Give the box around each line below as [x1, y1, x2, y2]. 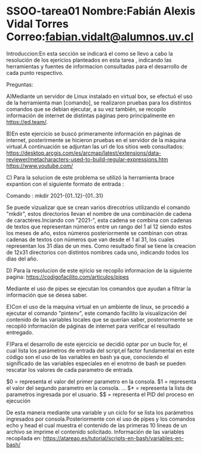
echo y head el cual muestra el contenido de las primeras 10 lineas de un [6, 421, 188, 429]
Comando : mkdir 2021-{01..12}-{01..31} [6, 192, 104, 199]
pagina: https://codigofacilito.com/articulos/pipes [6, 273, 129, 281]
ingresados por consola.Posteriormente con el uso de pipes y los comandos [6, 415, 195, 423]
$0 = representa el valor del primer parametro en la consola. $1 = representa [6, 378, 197, 385]
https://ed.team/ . [6, 118, 48, 125]
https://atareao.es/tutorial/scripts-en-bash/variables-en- [43, 434, 184, 442]
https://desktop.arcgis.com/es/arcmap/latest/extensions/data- [6, 149, 162, 157]
